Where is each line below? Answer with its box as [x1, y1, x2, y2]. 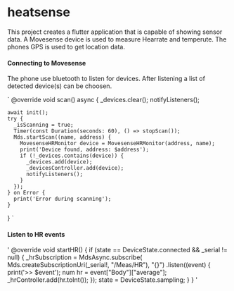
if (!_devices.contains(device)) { [20, 152, 124, 159]
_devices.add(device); [25, 159, 93, 166]
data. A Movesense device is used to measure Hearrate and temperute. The [7, 35, 227, 43]
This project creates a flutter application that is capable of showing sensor [7, 27, 223, 36]
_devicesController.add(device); [25, 165, 124, 172]
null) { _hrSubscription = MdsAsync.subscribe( [7, 253, 143, 261]
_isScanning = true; [13, 121, 74, 129]
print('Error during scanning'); [13, 195, 112, 203]
